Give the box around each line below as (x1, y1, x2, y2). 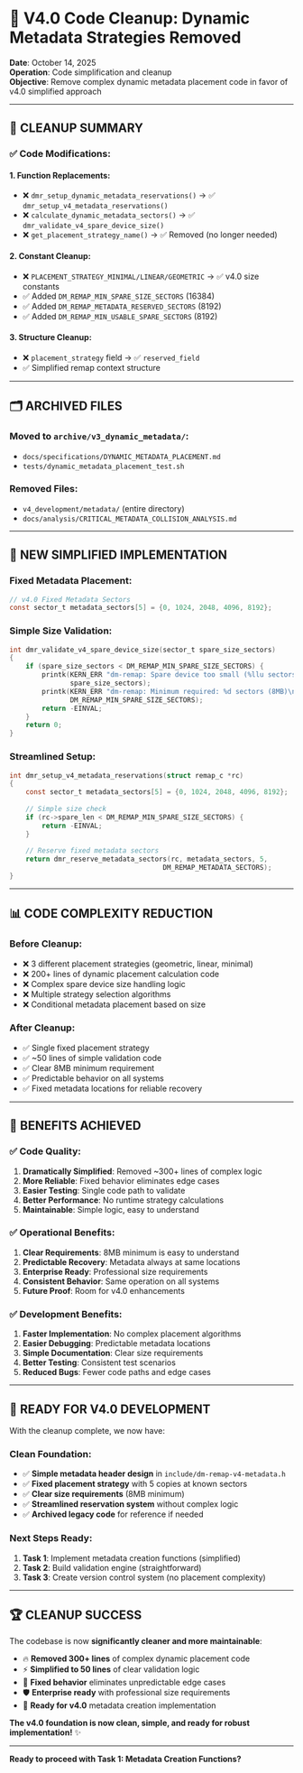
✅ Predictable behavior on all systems (22, 1073, 164, 1084)
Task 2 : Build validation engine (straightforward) (22, 1562, 202, 1573)
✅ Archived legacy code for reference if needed (22, 1509, 205, 1519)
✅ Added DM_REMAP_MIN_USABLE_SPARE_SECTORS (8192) (22, 310, 218, 321)
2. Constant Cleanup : (9, 251, 92, 262)
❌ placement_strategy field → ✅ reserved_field (22, 352, 200, 363)
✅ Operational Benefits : (9, 1226, 115, 1239)
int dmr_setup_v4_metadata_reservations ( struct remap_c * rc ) (9, 771, 244, 780)
